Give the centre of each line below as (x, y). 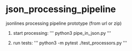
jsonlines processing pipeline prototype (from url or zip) (64, 23)
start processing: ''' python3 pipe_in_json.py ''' (62, 33)
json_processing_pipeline (61, 9)
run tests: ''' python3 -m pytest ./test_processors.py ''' (70, 43)
